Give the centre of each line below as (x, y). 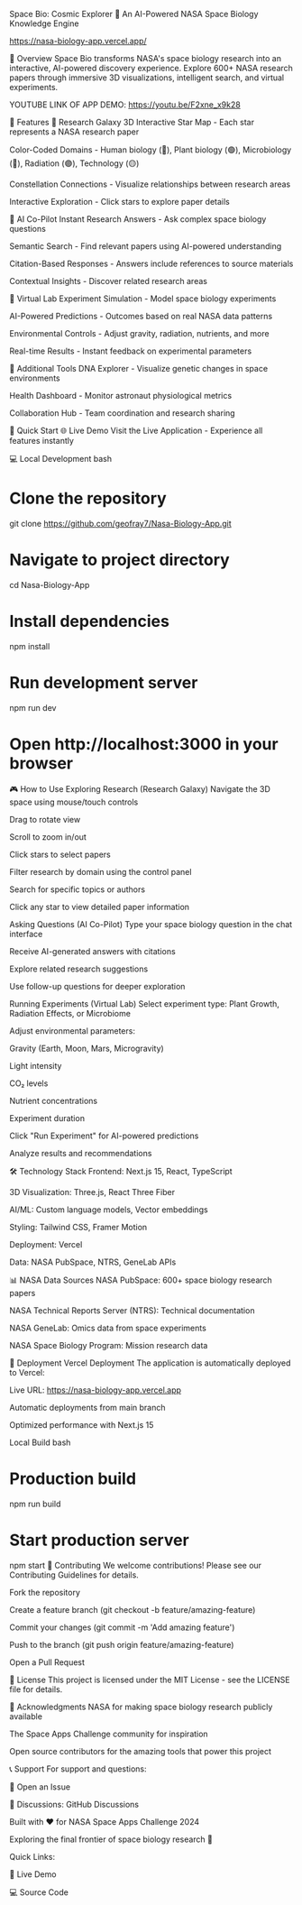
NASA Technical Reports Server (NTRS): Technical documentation (132, 1310)
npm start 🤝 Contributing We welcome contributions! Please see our (136, 1565)
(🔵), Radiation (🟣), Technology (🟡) (74, 163)
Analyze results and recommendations (81, 1153)
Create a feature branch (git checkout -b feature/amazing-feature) (133, 1609)
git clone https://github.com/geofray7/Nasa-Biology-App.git (120, 523)
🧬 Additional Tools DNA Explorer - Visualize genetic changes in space (139, 368)
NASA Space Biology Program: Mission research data (109, 1345)
